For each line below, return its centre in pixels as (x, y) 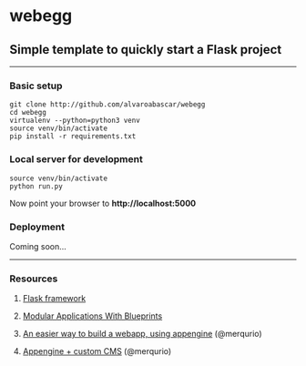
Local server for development (76, 159)
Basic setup (36, 86)
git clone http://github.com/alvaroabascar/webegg (107, 105)
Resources (34, 279)
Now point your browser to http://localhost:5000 (103, 203)
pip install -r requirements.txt (73, 137)
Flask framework (54, 299)
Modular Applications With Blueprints (92, 316)
